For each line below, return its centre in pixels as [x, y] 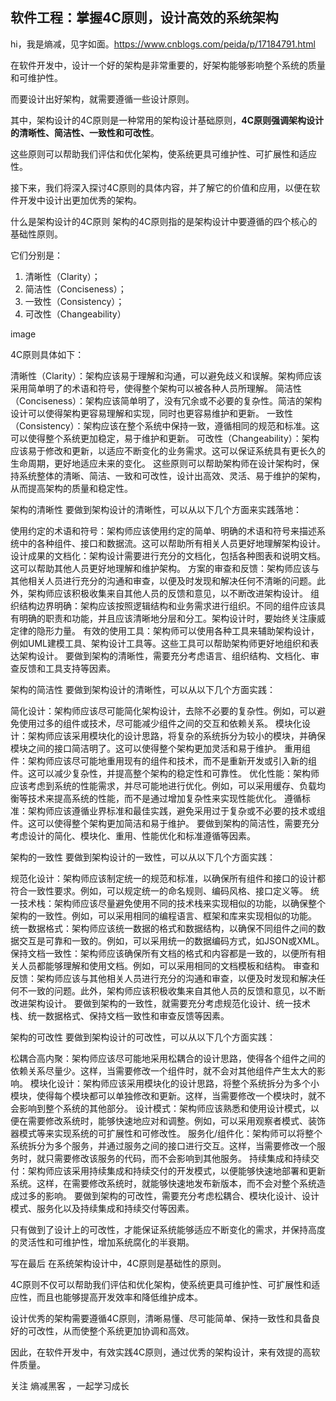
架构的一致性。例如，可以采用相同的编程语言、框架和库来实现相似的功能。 [163, 915]
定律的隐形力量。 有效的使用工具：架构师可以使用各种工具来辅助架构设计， [165, 630]
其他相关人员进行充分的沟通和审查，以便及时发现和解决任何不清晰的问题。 [163, 580]
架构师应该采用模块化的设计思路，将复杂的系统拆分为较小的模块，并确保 [176, 735]
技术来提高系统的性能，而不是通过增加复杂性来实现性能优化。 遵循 [164, 798]
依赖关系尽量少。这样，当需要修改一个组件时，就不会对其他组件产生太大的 [163, 1070]
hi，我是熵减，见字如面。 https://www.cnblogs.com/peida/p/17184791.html [163, 44]
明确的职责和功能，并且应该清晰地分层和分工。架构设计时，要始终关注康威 [172, 618]
